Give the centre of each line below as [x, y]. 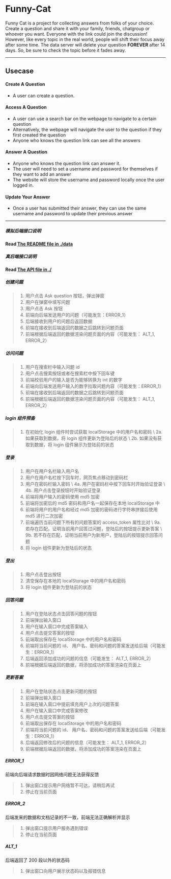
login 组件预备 [20, 418]
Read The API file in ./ [28, 269]
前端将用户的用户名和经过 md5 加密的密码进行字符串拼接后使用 [91, 509]
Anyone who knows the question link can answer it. [66, 163]
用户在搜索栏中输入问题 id [52, 367]
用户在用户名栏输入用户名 [52, 471]
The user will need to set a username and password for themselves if [85, 169]
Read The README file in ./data [39, 244]
